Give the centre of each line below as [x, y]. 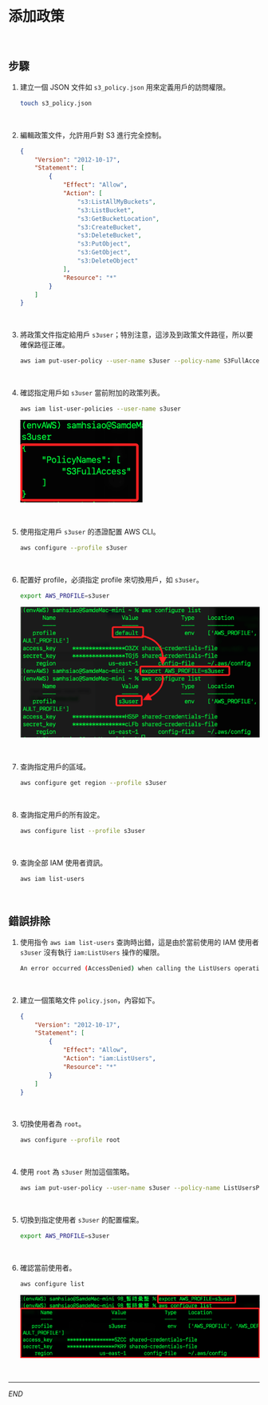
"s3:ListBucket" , [106, 210]
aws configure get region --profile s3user [93, 783]
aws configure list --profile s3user [83, 831]
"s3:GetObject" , [104, 253]
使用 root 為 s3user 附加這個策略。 [77, 1172]
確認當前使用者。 [48, 1268]
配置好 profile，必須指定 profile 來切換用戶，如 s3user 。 [111, 579]
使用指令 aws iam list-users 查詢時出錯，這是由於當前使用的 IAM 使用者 [139, 942]
